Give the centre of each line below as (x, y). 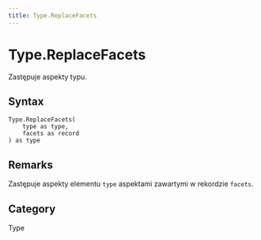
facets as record (51, 134)
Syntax (26, 101)
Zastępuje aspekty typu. (47, 77)
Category (32, 209)
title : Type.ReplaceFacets (53, 15)
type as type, (45, 127)
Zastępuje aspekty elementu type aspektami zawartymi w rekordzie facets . (131, 184)
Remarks (31, 164)
